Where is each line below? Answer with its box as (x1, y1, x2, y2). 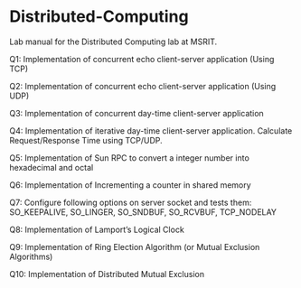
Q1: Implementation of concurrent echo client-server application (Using (9, 53, 275, 64)
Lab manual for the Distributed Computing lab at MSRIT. (9, 36, 218, 47)
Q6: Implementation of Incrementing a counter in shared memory (9, 179, 251, 190)
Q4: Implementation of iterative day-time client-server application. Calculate (9, 125, 293, 136)
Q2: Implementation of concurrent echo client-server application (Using (9, 80, 277, 91)
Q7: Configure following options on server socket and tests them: (9, 197, 252, 208)
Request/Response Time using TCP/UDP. (9, 135, 163, 145)
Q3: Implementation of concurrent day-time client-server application (9, 107, 264, 118)
